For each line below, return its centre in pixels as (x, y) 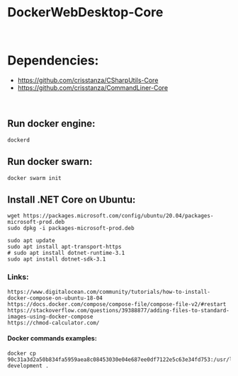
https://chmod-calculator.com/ (53, 323)
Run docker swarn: (50, 162)
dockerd (19, 140)
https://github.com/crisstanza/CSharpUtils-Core (88, 80)
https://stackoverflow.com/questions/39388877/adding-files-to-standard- (119, 310)
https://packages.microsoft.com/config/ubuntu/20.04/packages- (118, 216)
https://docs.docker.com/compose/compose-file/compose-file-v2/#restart (117, 304)
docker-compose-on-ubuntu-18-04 (55, 298)
